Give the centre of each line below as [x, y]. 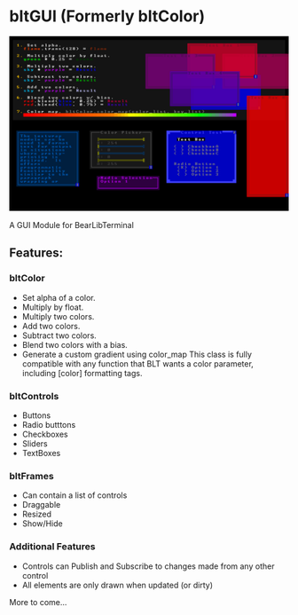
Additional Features [52, 547]
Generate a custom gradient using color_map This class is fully [137, 354]
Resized [36, 514]
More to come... [38, 602]
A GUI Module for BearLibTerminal [72, 225]
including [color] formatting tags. [82, 373]
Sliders [35, 443]
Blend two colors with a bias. [75, 344]
